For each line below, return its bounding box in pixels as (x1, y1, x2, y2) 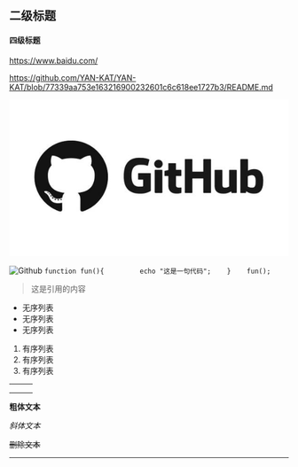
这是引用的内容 (30, 283, 86, 294)
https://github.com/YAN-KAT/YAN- (9, 72, 137, 82)
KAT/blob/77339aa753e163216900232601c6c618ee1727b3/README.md (9, 82, 273, 92)
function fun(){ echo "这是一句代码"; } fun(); (43, 267, 271, 276)
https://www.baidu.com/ (9, 55, 98, 66)
